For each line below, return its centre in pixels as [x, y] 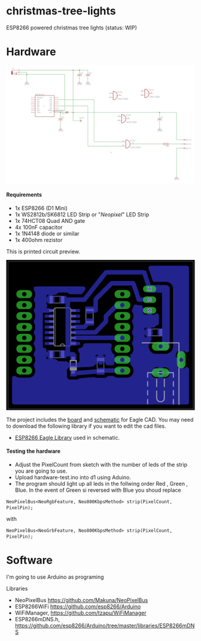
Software [29, 560]
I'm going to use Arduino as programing [55, 577]
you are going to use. [41, 471]
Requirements [24, 195]
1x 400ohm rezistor [39, 240]
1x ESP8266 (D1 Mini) [41, 208]
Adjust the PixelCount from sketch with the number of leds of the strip [101, 464]
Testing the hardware [33, 451]
